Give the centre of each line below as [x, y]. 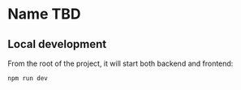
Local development [57, 44]
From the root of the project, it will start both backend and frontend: [120, 63]
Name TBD [44, 14]
